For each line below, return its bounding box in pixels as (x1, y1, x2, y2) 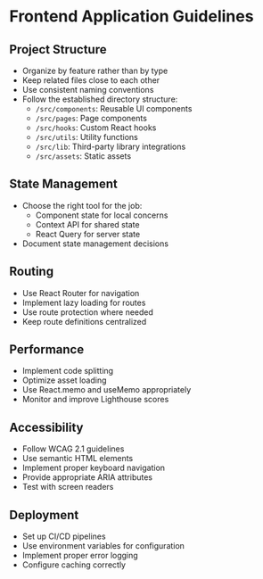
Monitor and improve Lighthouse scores (21, 394, 169, 405)
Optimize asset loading (21, 375, 107, 385)
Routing (9, 264, 54, 279)
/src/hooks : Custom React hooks (35, 122, 157, 133)
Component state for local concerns (35, 210, 168, 220)
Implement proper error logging (21, 550, 138, 561)
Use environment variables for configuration (21, 541, 185, 551)
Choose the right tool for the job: (21, 200, 143, 211)
